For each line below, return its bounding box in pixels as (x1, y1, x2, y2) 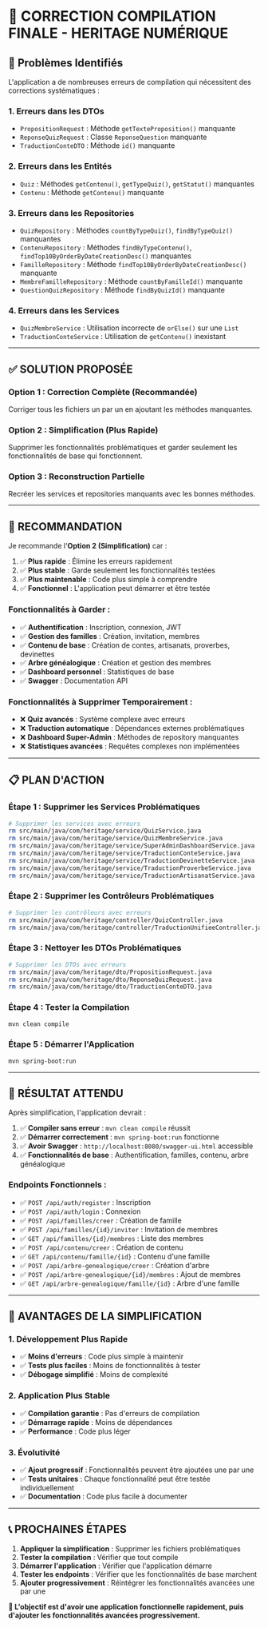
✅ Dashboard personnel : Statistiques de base (19, 667, 175, 676)
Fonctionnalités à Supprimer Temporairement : (8, 696, 193, 707)
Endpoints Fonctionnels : (8, 1179, 107, 1191)
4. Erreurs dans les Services (8, 305, 120, 316)
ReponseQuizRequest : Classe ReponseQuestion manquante (19, 132, 207, 142)
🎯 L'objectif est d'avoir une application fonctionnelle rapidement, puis (8, 1602, 244, 1611)
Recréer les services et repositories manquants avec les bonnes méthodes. (8, 489, 256, 499)
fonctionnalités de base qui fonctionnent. (8, 451, 144, 461)
